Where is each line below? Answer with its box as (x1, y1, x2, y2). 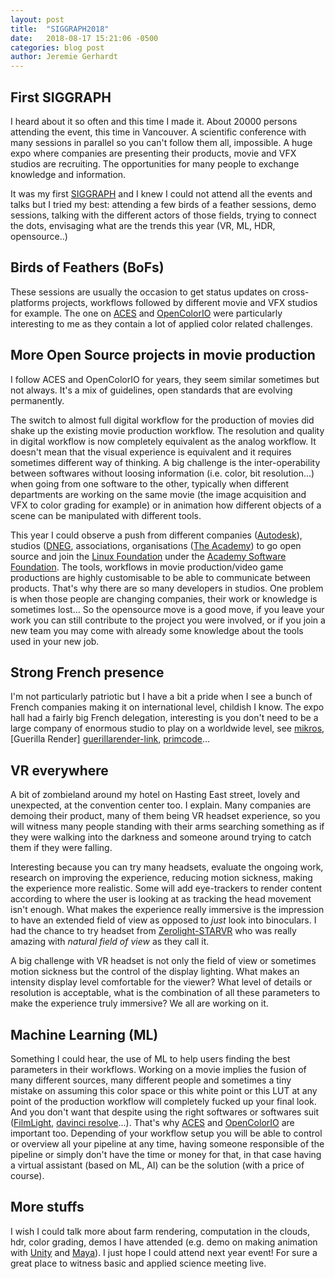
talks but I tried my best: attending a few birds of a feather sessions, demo (10, 198, 317, 210)
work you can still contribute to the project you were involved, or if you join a (10, 614, 326, 626)
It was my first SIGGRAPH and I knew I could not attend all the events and (10, 187, 313, 200)
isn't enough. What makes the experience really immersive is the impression (10, 904, 325, 916)
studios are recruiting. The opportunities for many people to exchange (10, 157, 300, 170)
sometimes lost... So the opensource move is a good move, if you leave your (10, 603, 325, 615)
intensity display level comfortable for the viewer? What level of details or (10, 976, 313, 988)
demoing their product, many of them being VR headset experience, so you (10, 810, 321, 822)
